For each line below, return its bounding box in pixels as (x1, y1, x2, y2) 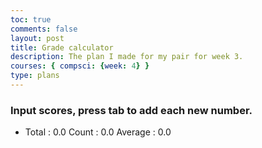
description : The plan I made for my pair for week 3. (10, 52, 244, 62)
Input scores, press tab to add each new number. (10, 103, 253, 117)
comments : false (10, 24, 78, 34)
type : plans (10, 71, 60, 81)
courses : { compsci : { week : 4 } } (10, 61, 150, 71)
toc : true (10, 14, 52, 25)
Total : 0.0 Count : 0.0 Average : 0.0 (24, 126, 172, 138)
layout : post (10, 33, 65, 43)
